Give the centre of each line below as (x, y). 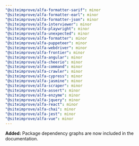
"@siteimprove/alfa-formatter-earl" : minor (52, 15)
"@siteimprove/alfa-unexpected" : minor (47, 34)
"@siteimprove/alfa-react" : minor (42, 105)
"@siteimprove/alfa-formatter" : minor (46, 39)
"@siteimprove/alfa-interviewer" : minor (49, 24)
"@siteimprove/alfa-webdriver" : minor (46, 48)
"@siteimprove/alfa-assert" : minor (43, 90)
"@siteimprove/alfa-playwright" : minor (47, 29)
